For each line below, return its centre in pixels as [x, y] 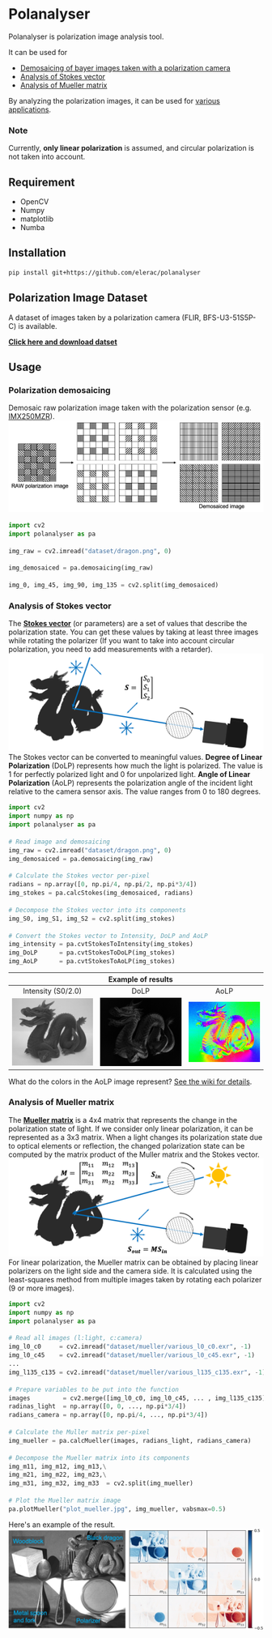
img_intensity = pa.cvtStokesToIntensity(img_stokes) [101, 945]
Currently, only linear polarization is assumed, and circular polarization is [132, 148]
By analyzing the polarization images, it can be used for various [114, 100]
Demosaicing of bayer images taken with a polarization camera [125, 68]
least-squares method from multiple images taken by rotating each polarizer [135, 1279]
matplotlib [37, 219]
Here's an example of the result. [62, 1525]
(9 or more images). [41, 1288]
